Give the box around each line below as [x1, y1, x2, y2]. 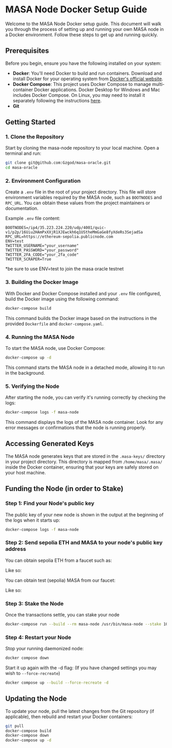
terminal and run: [5, 150, 41, 156]
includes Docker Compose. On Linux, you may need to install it [12, 92, 145, 98]
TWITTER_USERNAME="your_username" [5, 243, 79, 248]
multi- [152, 81, 165, 87]
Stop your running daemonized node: [5, 646, 84, 652]
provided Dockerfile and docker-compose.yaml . [5, 320, 104, 327]
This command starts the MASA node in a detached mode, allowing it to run [5, 364, 165, 370]
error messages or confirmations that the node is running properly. [5, 424, 146, 431]
